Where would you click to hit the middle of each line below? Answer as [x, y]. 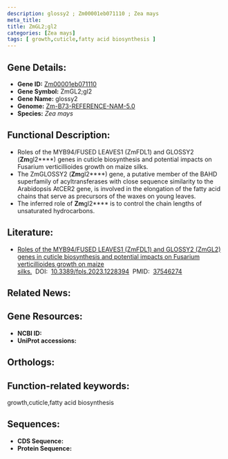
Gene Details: [37, 67]
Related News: [39, 292]
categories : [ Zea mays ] [41, 33]
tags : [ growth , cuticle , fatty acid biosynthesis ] [82, 39]
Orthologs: [31, 362]
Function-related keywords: [68, 386]
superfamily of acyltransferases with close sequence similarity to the [115, 181]
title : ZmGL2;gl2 [32, 26]
